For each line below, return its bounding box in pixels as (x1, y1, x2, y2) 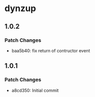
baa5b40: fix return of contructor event (11, 48, 90, 53)
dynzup (4, 3, 36, 14)
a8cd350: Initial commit (11, 87, 59, 93)
